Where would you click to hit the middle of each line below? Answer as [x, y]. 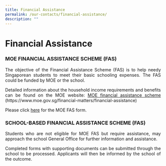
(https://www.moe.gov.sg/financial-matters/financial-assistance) [71, 100]
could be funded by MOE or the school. [45, 80]
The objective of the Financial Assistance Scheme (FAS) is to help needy [83, 69]
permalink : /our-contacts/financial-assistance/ [56, 14]
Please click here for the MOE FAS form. [46, 110]
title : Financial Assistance [35, 10]
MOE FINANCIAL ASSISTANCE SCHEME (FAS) [61, 59]
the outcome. [19, 159]
